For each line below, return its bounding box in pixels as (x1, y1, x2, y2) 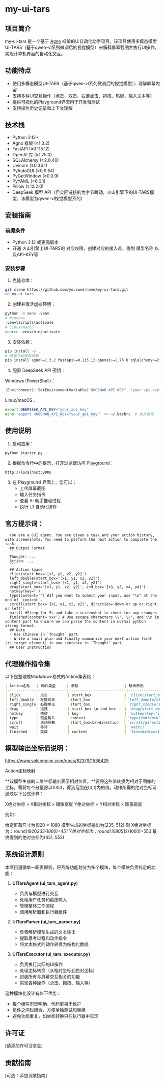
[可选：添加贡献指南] (5, 1073, 48, 1079)
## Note (9, 628, 26, 633)
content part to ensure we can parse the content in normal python (5, 619, 146, 624)
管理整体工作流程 (19, 903, 55, 908)
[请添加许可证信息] (5, 1043, 43, 1048)
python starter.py (5, 450, 43, 455)
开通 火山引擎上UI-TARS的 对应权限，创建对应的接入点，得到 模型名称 (12, 245, 154, 251)
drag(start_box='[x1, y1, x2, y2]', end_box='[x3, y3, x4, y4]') (9, 585, 146, 590)
